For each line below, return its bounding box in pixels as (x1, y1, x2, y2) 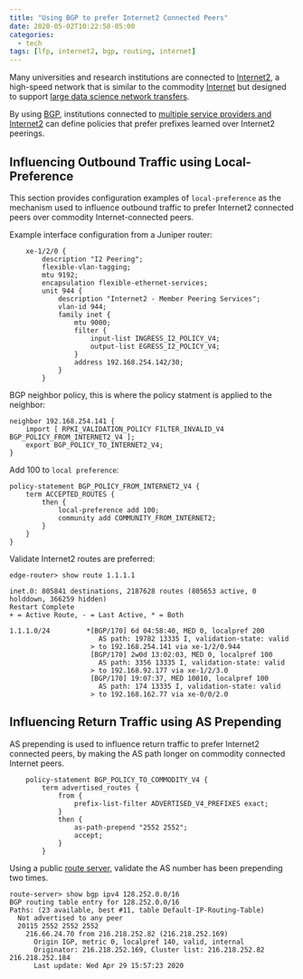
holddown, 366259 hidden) (9, 595, 107, 604)
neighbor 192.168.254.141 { (9, 416, 116, 426)
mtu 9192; (42, 270, 79, 279)
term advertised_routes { (42, 783, 140, 792)
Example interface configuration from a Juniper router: (9, 228, 213, 240)
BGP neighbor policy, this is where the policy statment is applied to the (9, 389, 273, 400)
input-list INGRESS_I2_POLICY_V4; (90, 334, 221, 343)
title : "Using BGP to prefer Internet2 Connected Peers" (9, 13, 229, 23)
